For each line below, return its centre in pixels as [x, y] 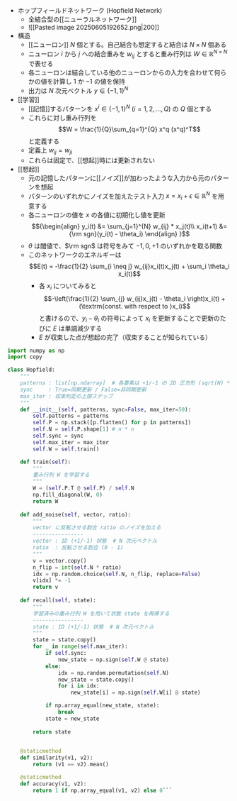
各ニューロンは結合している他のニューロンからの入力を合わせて [121, 72]
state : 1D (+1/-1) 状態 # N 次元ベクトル [93, 626]
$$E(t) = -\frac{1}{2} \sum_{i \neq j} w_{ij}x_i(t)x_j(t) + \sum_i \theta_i [129, 266]
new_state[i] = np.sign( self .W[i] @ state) [135, 693]
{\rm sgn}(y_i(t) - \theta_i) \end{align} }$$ [129, 234]
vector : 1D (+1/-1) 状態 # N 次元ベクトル [95, 541]
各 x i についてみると [68, 287]
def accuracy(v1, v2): [53, 784]
